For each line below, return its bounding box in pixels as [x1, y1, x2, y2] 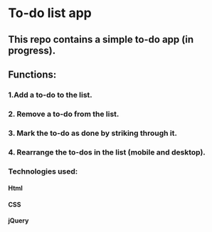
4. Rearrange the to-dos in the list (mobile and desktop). [8, 147, 206, 157]
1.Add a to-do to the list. [8, 90, 93, 100]
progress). [8, 44, 56, 56]
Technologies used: [8, 166, 78, 176]
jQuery [8, 216, 29, 225]
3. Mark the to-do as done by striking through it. [8, 128, 177, 138]
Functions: [8, 68, 57, 80]
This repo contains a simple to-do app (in [8, 33, 194, 46]
